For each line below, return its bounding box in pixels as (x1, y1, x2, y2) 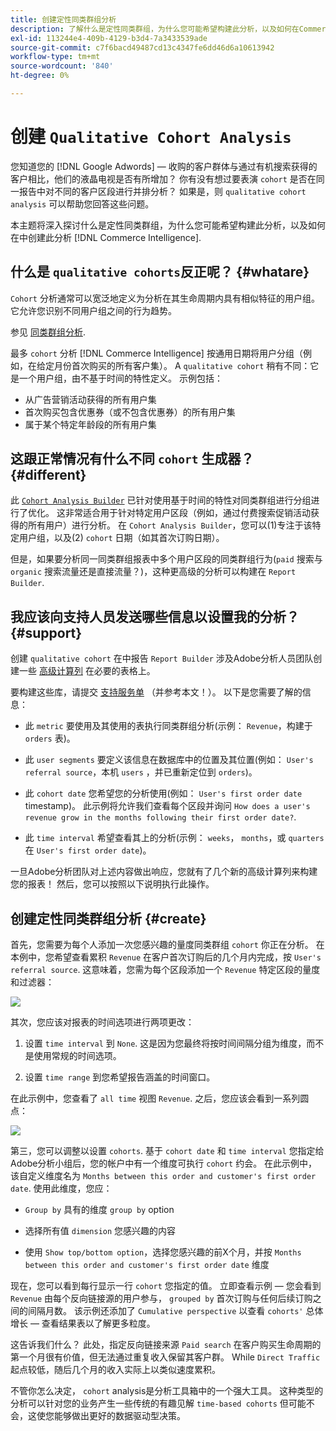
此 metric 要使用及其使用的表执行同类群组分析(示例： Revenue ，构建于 (24, 720, 313, 732)
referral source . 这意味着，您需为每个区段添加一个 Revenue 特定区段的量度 (10, 964, 321, 976)
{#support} (10, 624, 83, 641)
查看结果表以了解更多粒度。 (41, 1317, 156, 1330)
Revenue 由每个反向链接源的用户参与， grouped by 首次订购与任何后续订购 (10, 1292, 313, 1305)
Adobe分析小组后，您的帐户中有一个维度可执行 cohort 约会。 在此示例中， (10, 1157, 318, 1170)
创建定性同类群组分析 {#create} (10, 910, 207, 927)
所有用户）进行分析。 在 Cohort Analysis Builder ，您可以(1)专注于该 (27, 519, 313, 531)
